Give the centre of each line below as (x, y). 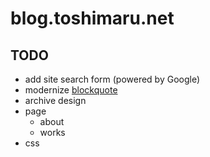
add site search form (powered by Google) (112, 79)
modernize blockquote (71, 90)
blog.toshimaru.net (92, 18)
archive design (55, 100)
